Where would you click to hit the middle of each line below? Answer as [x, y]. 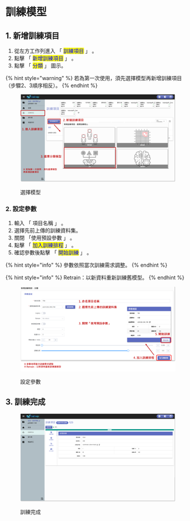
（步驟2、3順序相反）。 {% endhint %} [52, 85]
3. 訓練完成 [26, 402]
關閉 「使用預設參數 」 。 [45, 238]
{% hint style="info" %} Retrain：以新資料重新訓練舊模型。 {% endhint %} [95, 277]
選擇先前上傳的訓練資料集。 [48, 230]
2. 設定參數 [21, 209]
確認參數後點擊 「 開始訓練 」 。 [53, 252]
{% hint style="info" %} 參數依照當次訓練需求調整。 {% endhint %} [86, 265]
